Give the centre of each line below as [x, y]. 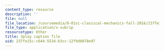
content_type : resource [29, 9]
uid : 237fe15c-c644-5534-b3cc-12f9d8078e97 [50, 41]
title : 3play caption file [33, 37]
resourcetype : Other [26, 32]
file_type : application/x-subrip [39, 28]
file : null [16, 18]
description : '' [22, 14]
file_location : [21, 23]
